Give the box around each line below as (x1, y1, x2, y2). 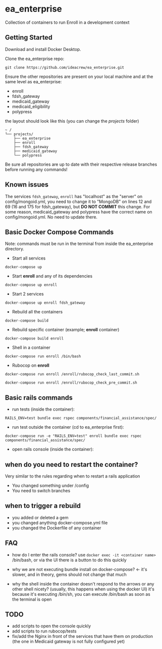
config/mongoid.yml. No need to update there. (5, 214, 98, 220)
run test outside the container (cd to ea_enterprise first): (12, 424, 124, 430)
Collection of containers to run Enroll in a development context (5, 19, 130, 25)
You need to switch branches (12, 488, 71, 494)
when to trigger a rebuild (5, 502, 81, 510)
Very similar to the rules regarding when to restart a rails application (5, 473, 140, 479)
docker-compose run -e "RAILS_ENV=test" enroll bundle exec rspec (5, 433, 142, 439)
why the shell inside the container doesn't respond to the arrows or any (12, 581, 155, 587)
